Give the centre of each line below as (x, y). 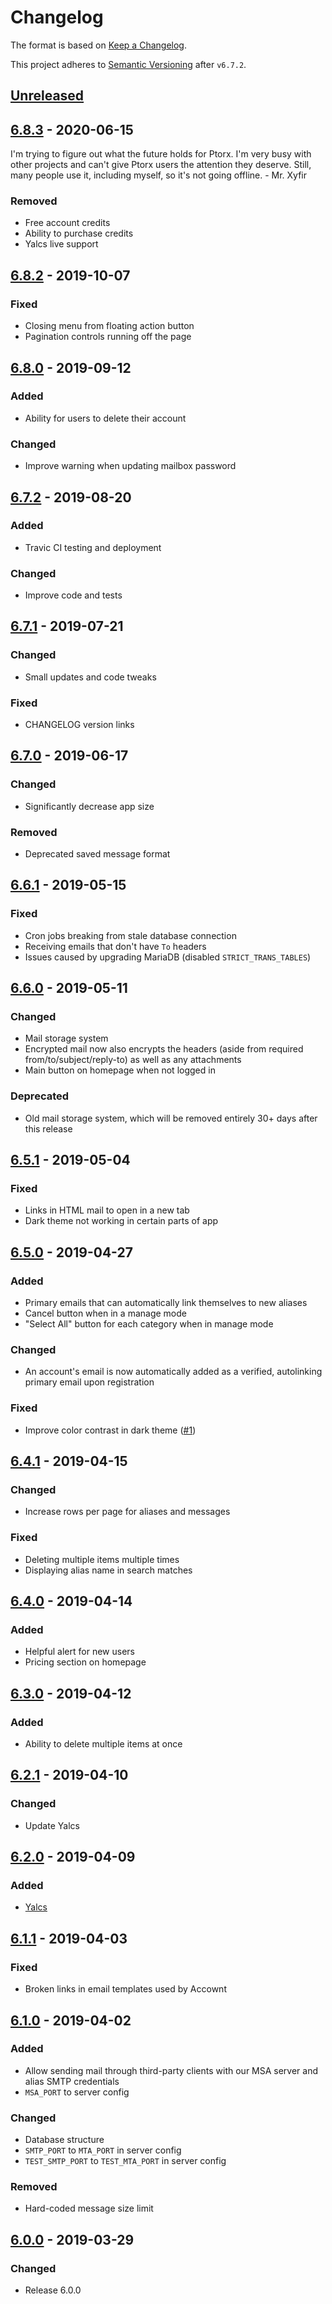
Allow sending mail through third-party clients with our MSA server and (171, 2070)
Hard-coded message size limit (89, 2208)
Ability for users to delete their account (105, 418)
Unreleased (47, 96)
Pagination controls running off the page (108, 337)
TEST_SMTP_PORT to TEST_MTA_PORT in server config (125, 2161)
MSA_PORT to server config (77, 2092)
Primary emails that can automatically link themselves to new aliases (166, 1303)
